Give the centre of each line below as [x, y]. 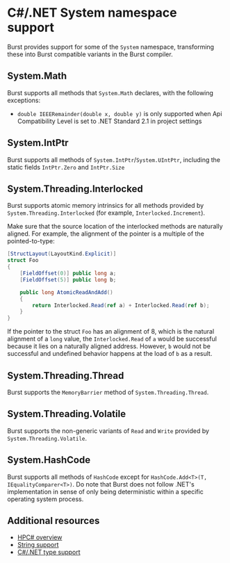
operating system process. [46, 499]
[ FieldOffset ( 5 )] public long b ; [68, 279]
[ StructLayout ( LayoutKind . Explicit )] [62, 254]
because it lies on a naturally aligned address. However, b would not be [109, 346]
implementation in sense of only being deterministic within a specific [105, 491]
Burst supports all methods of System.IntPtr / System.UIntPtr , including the [114, 160]
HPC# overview [40, 537]
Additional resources [54, 520]
